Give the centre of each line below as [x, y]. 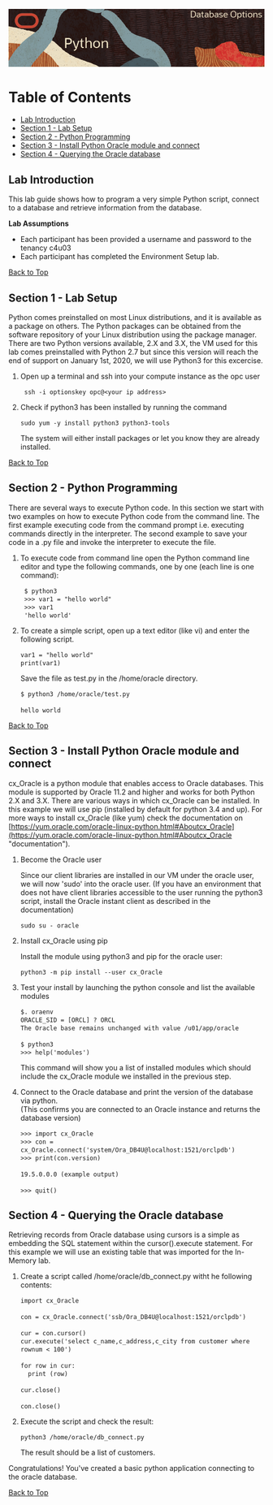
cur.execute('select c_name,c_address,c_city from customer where [135, 1342]
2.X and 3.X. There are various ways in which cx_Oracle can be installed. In [134, 800]
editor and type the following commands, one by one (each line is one [137, 566]
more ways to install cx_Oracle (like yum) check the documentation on [126, 818]
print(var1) [40, 663]
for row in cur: [48, 1366]
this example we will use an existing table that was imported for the [121, 1252]
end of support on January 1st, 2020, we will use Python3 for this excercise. [136, 361]
